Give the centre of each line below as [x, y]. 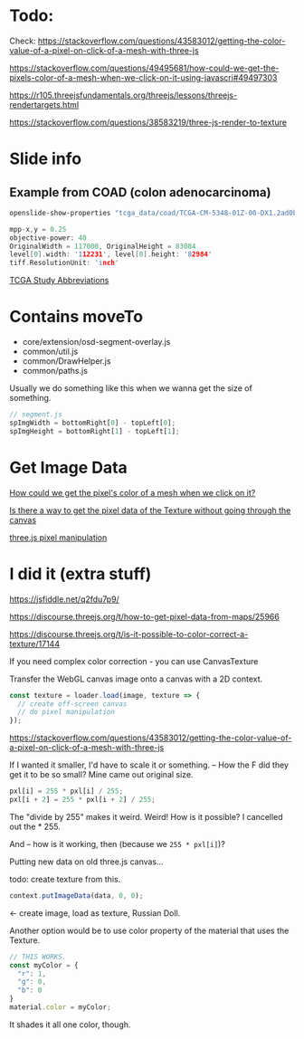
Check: [23, 41]
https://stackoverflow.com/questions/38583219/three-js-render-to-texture [148, 122]
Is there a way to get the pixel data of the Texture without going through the [150, 510]
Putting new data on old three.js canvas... [87, 862]
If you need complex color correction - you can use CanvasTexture [134, 661]
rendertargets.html [44, 104]
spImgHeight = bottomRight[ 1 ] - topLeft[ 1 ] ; [95, 431]
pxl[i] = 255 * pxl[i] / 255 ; [66, 791]
